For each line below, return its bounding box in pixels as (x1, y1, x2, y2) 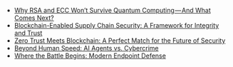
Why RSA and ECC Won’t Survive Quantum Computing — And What (14, 6, 212, 14)
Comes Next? (14, 14, 55, 22)
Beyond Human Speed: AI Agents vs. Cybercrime (14, 44, 159, 52)
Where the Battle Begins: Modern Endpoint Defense (14, 51, 166, 60)
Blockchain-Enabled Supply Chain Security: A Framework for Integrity (14, 21, 219, 29)
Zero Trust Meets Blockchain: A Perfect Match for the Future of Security (14, 36, 226, 45)
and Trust (14, 29, 43, 37)
